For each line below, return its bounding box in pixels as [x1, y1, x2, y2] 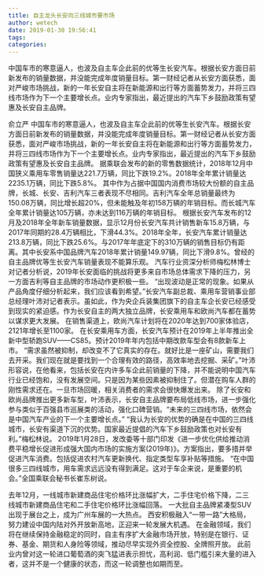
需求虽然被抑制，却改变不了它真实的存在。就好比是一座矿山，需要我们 [27, 345, 255, 355]
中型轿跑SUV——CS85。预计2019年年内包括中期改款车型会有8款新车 [14, 336, 240, 345]
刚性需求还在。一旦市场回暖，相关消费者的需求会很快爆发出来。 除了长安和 [8, 385, 251, 394]
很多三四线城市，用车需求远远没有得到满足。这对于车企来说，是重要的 [8, 463, 236, 473]
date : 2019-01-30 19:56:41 [8, 26, 97, 34]
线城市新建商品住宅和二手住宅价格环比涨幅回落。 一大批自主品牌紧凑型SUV [8, 500, 251, 510]
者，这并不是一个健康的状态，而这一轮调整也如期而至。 [8, 559, 187, 569]
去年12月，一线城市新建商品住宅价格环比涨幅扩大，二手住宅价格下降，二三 [8, 490, 250, 500]
